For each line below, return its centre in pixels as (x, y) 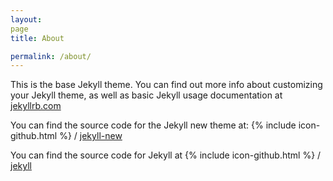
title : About (37, 38)
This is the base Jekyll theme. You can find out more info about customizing (166, 85)
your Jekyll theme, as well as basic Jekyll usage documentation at (146, 95)
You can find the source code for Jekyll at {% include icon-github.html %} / (166, 155)
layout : (26, 19)
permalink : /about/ (51, 56)
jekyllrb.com (36, 106)
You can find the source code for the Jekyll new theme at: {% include (153, 125)
